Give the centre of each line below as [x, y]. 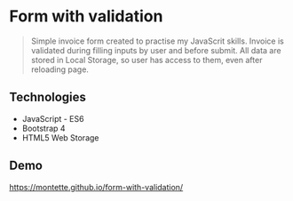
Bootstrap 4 [44, 128]
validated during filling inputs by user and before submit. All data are [156, 50]
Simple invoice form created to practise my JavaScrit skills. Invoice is [157, 41]
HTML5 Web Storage [60, 137]
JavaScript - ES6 [53, 118]
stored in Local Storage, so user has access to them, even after [146, 60]
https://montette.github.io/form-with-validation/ [96, 187]
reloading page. [59, 69]
